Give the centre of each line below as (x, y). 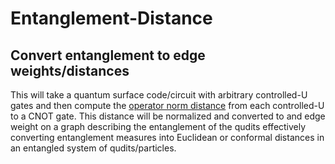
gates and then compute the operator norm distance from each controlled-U (167, 105)
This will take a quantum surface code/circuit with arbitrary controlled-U (159, 95)
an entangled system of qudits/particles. (93, 148)
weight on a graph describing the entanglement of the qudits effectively (158, 126)
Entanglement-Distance (111, 18)
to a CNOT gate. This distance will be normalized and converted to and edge (168, 116)
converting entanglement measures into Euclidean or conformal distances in (167, 137)
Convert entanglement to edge (108, 55)
